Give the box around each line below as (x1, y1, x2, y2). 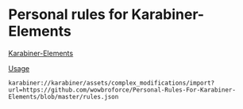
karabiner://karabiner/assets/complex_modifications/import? (8, 79, 215, 87)
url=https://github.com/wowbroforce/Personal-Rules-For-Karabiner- (8, 85, 237, 94)
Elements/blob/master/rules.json (8, 92, 119, 100)
